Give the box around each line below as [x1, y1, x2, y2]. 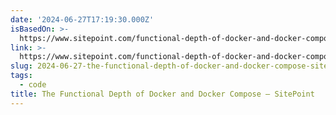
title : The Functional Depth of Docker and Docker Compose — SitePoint [10, 89, 315, 99]
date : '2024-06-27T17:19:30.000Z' [10, 14, 155, 25]
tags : [10, 71, 33, 81]
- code [19, 80, 47, 90]
